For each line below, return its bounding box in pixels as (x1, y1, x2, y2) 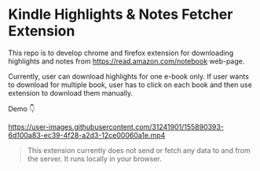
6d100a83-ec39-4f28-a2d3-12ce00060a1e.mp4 (8, 130, 166, 140)
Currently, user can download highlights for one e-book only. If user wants (8, 71, 250, 81)
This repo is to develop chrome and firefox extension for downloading (8, 48, 234, 57)
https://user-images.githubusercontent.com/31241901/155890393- (8, 122, 224, 131)
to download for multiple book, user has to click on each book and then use (8, 80, 253, 89)
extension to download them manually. (8, 88, 134, 97)
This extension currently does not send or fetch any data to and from (27, 145, 251, 155)
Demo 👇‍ (8, 104, 35, 113)
